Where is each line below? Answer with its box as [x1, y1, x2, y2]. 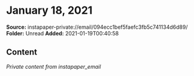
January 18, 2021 [6, 4, 93, 17]
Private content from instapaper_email [6, 63, 101, 70]
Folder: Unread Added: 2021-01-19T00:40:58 [6, 29, 119, 37]
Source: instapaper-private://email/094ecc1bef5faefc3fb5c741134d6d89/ [6, 23, 188, 31]
